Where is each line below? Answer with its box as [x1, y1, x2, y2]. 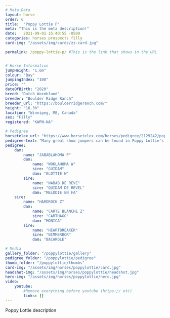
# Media [5, 246, 22, 251]
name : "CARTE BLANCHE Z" [32, 209, 85, 214]
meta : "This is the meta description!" [5, 26, 90, 31]
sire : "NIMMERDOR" [32, 232, 71, 237]
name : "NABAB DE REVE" [32, 180, 80, 185]
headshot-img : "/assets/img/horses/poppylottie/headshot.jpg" [5, 269, 139, 275]
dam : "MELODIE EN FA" [32, 190, 78, 195]
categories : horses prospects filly [5, 36, 82, 41]
